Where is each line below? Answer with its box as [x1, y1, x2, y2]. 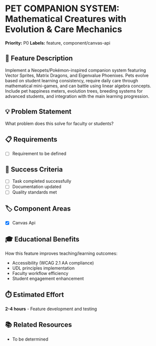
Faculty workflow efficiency [12, 271, 69, 276]
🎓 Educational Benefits [5, 235, 79, 243]
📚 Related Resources [5, 321, 72, 329]
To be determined [12, 336, 49, 342]
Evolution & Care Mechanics [5, 24, 123, 35]
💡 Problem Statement [5, 107, 72, 116]
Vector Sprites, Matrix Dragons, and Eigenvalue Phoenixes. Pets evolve [5, 72, 149, 78]
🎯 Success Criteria [5, 165, 63, 173]
